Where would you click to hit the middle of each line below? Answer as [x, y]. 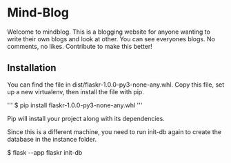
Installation [32, 68]
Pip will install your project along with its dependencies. [86, 118]
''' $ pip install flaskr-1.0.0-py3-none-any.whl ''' [75, 105]
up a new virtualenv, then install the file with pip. [76, 91]
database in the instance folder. [52, 139]
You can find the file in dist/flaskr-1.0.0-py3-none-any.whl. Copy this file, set [116, 85]
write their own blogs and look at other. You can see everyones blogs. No [111, 39]
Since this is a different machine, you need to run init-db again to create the [114, 131]
